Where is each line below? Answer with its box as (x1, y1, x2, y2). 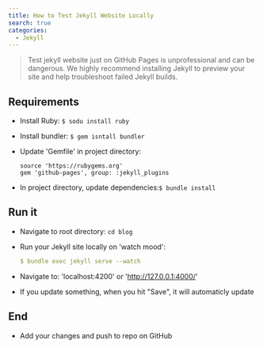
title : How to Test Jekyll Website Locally (8, 11, 154, 20)
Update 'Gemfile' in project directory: (19, 147, 141, 157)
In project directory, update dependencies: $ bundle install (19, 183, 216, 192)
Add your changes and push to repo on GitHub (19, 331, 173, 340)
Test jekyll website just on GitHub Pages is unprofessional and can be (27, 55, 255, 65)
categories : (8, 26, 48, 34)
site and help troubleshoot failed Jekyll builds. (27, 72, 178, 81)
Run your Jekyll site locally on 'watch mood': (19, 242, 166, 252)
